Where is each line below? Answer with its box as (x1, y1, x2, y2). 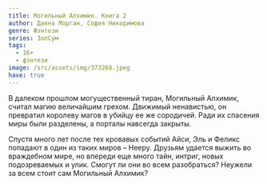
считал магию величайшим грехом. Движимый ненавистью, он (8, 102, 227, 111)
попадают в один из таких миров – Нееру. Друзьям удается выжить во (8, 142, 252, 152)
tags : (8, 42, 26, 50)
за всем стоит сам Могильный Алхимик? (8, 168, 149, 178)
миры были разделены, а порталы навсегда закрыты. (8, 118, 192, 128)
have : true (8, 71, 45, 79)
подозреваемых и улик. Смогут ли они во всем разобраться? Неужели (8, 159, 253, 169)
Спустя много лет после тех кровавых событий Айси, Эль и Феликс (8, 134, 241, 144)
